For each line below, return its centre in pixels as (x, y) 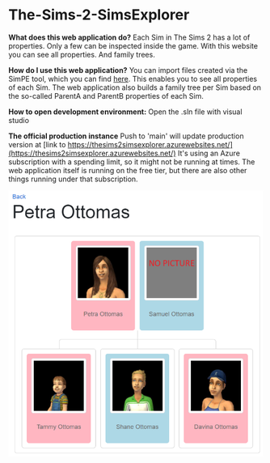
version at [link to (37, 144)
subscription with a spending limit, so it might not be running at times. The (132, 161)
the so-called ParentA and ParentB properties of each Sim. (106, 96)
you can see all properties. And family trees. (82, 54)
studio (19, 120)
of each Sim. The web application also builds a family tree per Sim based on (135, 87)
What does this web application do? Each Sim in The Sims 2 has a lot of (129, 37)
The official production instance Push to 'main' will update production (126, 136)
